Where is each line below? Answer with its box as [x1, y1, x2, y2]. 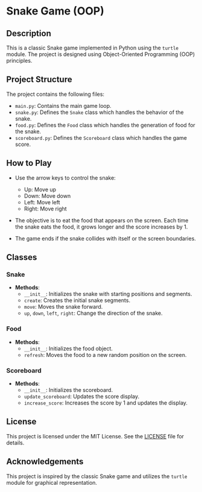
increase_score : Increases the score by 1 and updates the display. [24, 399, 188, 406]
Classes [6, 252, 37, 263]
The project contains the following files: [6, 90, 104, 98]
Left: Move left [24, 198, 60, 206]
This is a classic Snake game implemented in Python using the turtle [6, 44, 179, 51]
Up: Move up [24, 186, 56, 193]
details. [6, 439, 25, 446]
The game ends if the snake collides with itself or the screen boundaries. [14, 235, 196, 242]
